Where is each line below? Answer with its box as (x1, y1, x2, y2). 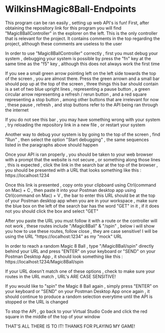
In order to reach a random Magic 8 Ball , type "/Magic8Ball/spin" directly (5, 243, 154, 249)
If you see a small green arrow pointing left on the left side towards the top (5, 70, 157, 76)
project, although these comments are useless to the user (5, 40, 122, 46)
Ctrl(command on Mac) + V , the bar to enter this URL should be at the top (5, 192, 156, 198)
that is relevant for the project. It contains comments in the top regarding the (5, 36, 160, 41)
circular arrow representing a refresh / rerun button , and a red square (5, 91, 147, 97)
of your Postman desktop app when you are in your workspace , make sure (5, 197, 158, 203)
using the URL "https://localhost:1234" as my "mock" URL (5, 233, 123, 239)
